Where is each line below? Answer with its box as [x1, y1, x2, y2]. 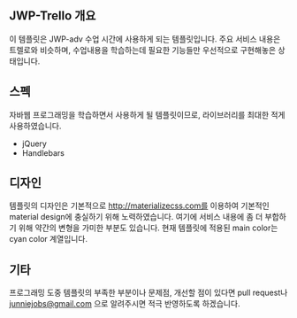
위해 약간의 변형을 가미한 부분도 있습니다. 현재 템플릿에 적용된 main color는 [18, 222, 278, 233]
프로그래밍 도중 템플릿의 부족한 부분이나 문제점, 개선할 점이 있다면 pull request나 [9, 287, 288, 299]
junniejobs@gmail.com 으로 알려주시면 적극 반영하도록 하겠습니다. [9, 299, 240, 309]
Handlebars [21, 147, 65, 158]
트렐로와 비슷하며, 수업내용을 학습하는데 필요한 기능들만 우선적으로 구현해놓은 [9, 44, 277, 55]
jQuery [21, 138, 47, 149]
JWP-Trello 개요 [9, 8, 96, 24]
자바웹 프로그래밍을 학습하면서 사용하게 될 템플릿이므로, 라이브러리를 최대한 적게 [9, 109, 286, 120]
